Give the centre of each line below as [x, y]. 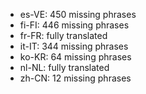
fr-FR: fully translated [63, 35]
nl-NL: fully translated [64, 67]
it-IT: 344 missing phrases [74, 46]
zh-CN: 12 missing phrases [75, 78]
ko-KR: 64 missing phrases [75, 57]
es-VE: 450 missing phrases [78, 14]
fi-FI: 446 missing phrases [74, 25]
